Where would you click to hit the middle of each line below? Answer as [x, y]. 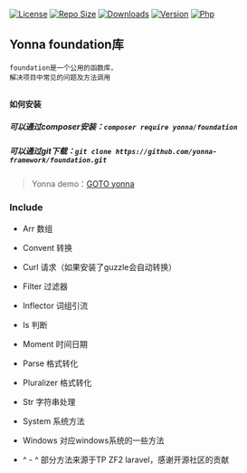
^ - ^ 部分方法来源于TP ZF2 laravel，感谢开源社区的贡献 [126, 459]
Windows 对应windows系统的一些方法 [93, 440]
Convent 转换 [47, 247]
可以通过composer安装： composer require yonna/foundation [123, 126]
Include [26, 208]
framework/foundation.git [58, 160]
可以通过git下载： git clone [61, 151]
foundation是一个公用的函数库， [63, 68]
